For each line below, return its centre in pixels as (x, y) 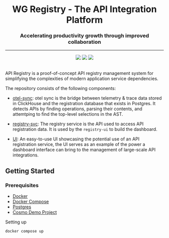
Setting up (16, 222)
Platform (84, 20)
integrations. (25, 155)
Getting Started (30, 171)
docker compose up (24, 231)
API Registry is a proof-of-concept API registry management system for (79, 73)
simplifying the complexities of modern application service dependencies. (82, 78)
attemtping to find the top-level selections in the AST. (68, 114)
